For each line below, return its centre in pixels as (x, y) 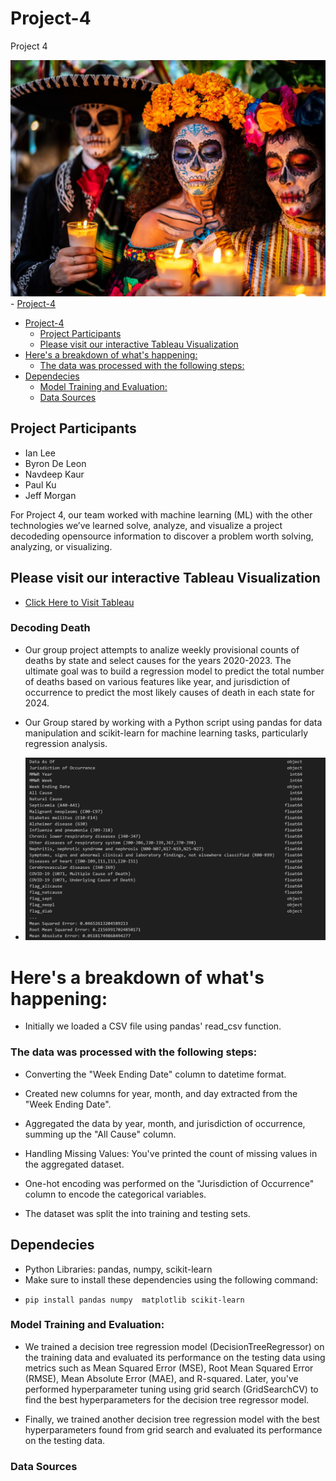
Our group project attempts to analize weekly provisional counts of (162, 649)
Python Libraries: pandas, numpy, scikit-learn (118, 1269)
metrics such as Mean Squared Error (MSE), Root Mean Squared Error (169, 1368)
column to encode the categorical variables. (115, 1194)
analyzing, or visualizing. (61, 546)
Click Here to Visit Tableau (79, 602)
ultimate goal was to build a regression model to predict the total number (174, 671)
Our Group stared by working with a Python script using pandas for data (173, 722)
